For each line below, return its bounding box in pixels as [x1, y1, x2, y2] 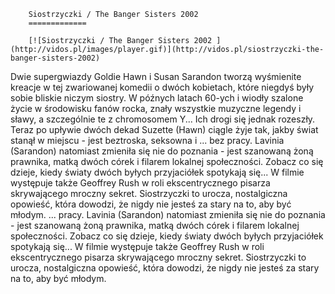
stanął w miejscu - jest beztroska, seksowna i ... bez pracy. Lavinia [10, 135, 285, 146]
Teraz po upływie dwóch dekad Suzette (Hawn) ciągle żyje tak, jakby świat [10, 124, 319, 135]
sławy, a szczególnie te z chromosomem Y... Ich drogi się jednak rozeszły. [10, 113, 316, 125]
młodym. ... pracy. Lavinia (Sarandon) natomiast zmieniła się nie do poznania [10, 209, 326, 220]
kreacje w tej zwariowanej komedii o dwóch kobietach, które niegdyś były [10, 81, 315, 93]
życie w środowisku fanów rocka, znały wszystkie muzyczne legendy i [10, 103, 302, 114]
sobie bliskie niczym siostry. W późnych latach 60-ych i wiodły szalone [10, 92, 304, 104]
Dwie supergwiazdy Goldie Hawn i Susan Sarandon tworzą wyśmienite [10, 71, 302, 82]
